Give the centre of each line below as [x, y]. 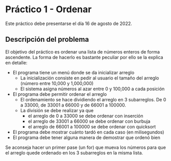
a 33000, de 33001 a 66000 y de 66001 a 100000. [73, 105]
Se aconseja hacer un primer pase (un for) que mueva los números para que [86, 147]
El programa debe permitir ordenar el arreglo [60, 94]
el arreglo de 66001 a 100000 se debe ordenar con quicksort [92, 126]
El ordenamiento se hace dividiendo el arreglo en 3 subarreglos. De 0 [93, 99]
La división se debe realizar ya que [57, 110]
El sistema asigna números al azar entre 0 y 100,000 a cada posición [92, 89]
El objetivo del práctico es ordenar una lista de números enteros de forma [82, 51]
